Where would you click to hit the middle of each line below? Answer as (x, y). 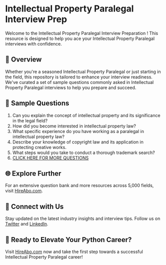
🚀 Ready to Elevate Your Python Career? (69, 240)
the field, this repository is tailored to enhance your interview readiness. (79, 77)
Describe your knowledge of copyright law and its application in (78, 142)
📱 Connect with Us (34, 206)
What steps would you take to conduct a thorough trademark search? (84, 152)
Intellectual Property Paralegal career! (44, 257)
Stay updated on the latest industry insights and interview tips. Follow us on (83, 218)
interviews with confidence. (34, 43)
